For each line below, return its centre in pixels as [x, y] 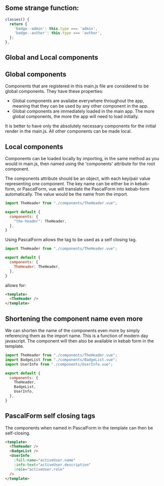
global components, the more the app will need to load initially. [75, 116]
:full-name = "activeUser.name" [45, 460]
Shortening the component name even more [74, 319]
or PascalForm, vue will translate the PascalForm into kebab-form [83, 189]
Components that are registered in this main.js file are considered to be [77, 86]
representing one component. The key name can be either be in [69, 184]
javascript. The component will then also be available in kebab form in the [80, 341]
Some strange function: [42, 8]
